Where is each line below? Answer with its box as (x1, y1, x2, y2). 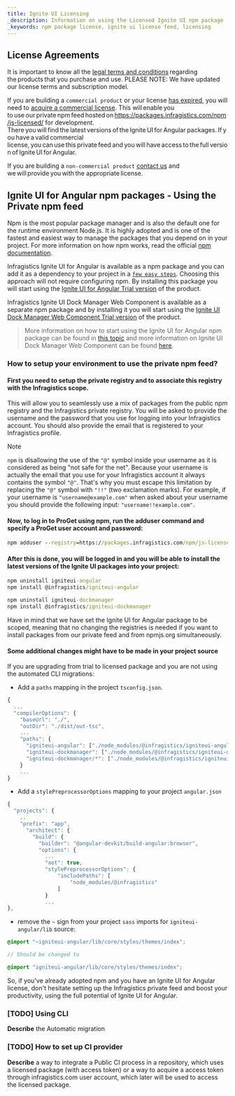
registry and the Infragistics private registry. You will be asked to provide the (7, 406, 227, 415)
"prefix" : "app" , (20, 820, 71, 827)
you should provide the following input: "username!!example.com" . (7, 501, 195, 509)
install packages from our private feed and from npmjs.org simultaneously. (7, 630, 222, 639)
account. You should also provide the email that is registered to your (7, 421, 204, 430)
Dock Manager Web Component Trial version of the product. (7, 313, 182, 321)
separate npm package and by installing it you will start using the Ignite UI (7, 306, 220, 313)
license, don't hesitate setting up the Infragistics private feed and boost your (7, 983, 228, 992)
